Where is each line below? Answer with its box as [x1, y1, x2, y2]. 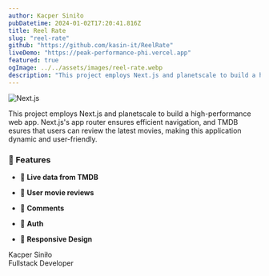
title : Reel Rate [8, 26, 66, 34]
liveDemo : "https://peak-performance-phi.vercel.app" [8, 49, 192, 57]
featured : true [8, 57, 59, 65]
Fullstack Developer [8, 258, 74, 268]
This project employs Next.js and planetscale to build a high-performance [8, 109, 251, 118]
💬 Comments [19, 203, 65, 213]
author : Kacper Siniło [8, 11, 84, 20]
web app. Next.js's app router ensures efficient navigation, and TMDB [8, 117, 239, 126]
